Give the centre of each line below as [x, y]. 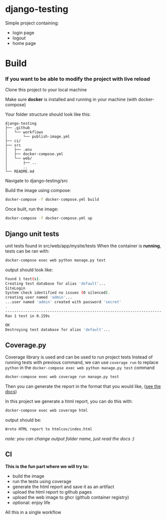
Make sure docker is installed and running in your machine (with [71, 99]
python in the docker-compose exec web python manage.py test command [80, 368]
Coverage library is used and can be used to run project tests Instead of [79, 357]
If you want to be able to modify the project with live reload [78, 79]
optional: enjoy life [31, 503]
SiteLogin [15, 288]
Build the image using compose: [38, 190]
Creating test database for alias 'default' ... [56, 283]
